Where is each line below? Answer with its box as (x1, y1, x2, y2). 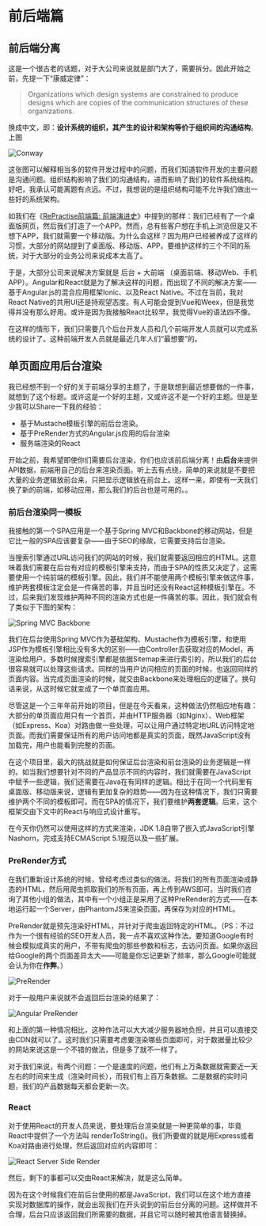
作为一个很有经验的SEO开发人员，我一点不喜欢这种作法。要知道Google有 (8, 931, 247, 941)
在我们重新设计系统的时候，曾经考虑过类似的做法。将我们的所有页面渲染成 (8, 874, 251, 884)
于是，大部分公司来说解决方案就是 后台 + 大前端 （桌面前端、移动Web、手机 (8, 268, 257, 277)
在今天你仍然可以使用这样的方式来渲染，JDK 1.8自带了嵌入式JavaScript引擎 (8, 824, 255, 833)
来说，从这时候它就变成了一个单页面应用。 (14, 684, 154, 694)
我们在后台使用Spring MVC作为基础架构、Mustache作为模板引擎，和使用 (8, 634, 247, 644)
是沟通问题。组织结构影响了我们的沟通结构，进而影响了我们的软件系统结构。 (8, 175, 258, 184)
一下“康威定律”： (35, 74, 91, 83)
